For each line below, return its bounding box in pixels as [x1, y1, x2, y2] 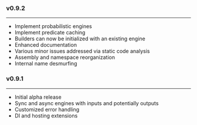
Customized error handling [14, 106, 80, 113]
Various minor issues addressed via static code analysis [14, 48, 150, 55]
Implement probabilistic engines [14, 23, 93, 30]
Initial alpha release [14, 93, 62, 100]
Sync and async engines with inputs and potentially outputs [14, 99, 159, 106]
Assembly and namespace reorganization [14, 54, 116, 61]
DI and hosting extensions [14, 112, 78, 119]
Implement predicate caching [14, 29, 86, 36]
